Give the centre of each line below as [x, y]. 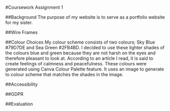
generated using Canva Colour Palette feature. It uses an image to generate [85, 69]
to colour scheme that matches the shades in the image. [64, 75]
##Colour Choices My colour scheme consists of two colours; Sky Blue [80, 42]
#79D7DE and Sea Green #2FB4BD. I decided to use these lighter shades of [85, 47]
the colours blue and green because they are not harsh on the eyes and [80, 53]
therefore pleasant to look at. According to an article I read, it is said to [79, 58]
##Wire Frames [21, 32]
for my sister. [19, 23]
